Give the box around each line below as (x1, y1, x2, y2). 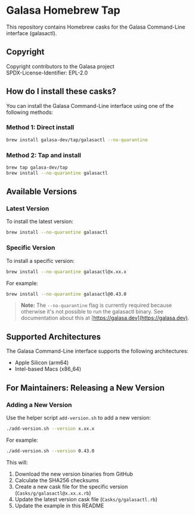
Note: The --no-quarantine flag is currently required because (20, 302, 172, 309)
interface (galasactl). (6, 29, 57, 36)
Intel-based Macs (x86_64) (14, 365, 82, 373)
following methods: (6, 108, 54, 116)
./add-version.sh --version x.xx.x (6, 426, 95, 432)
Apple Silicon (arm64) (14, 359, 69, 367)
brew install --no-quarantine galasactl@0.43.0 (6, 291, 127, 297)
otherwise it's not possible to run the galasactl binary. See (20, 308, 164, 315)
